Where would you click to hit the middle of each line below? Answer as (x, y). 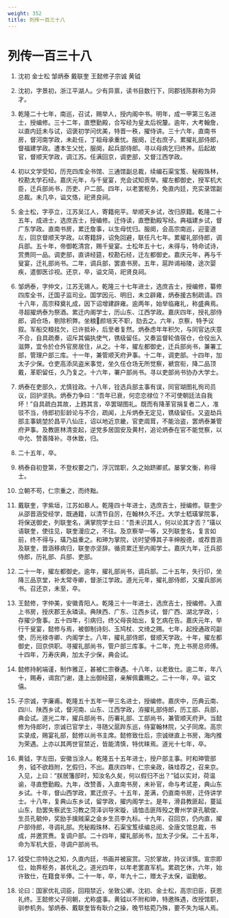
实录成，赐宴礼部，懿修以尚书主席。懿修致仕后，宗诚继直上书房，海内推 (120, 735)
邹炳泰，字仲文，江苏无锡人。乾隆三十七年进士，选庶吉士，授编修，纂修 (120, 286)
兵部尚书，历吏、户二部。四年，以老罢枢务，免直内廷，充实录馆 (126, 189)
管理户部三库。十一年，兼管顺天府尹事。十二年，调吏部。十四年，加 (126, 355)
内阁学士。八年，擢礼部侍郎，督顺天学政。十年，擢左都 (144, 638)
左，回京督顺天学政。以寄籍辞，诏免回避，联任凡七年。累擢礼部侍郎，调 (120, 238)
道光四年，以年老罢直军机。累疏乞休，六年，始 (156, 868)
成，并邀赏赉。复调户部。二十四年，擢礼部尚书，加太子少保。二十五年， (120, 836)
